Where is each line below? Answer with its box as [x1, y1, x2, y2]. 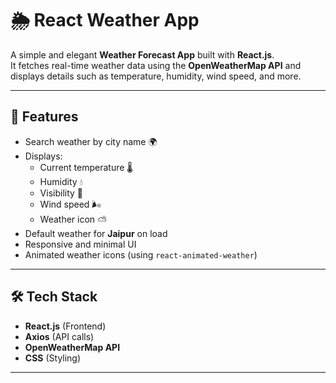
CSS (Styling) [24, 352, 82, 364]
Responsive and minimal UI [24, 238, 137, 250]
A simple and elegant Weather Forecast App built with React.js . [10, 48, 275, 61]
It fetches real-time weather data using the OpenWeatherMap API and [10, 59, 302, 71]
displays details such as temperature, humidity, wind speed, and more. [10, 70, 302, 82]
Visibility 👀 [39, 187, 84, 199]
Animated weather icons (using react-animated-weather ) [24, 248, 258, 261]
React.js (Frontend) [24, 320, 107, 332]
